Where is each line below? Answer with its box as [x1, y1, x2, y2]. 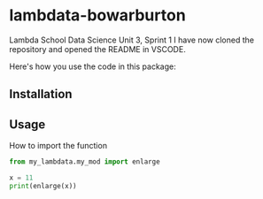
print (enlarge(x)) [9, 181, 77, 190]
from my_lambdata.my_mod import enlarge [9, 157, 161, 166]
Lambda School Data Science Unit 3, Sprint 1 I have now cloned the [9, 34, 255, 45]
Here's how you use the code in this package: [9, 61, 176, 72]
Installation [9, 87, 73, 102]
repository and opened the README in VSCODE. [9, 43, 186, 54]
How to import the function [9, 141, 108, 151]
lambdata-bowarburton [9, 5, 186, 26]
